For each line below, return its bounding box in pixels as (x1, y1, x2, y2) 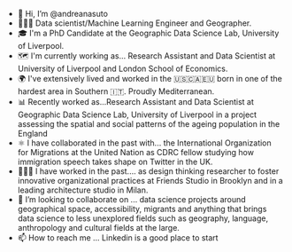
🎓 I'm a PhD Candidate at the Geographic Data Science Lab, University (17, 28, 280, 38)
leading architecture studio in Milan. (17, 185, 149, 195)
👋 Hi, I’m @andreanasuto (17, 9, 109, 19)
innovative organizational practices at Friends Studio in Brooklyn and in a (17, 176, 283, 185)
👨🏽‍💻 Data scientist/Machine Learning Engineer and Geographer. (17, 18, 252, 28)
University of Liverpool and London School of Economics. (17, 63, 228, 74)
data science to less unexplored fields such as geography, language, (17, 213, 268, 224)
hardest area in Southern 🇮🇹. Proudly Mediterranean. (17, 86, 215, 97)
